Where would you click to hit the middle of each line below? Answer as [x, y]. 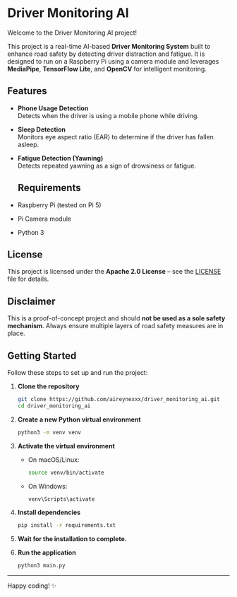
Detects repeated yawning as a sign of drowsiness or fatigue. [107, 166]
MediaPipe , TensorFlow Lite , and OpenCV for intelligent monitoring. [107, 69]
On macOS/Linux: [54, 459]
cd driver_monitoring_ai [54, 406]
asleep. [28, 144]
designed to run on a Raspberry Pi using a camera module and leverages [113, 61]
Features [27, 91]
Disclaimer [31, 301]
